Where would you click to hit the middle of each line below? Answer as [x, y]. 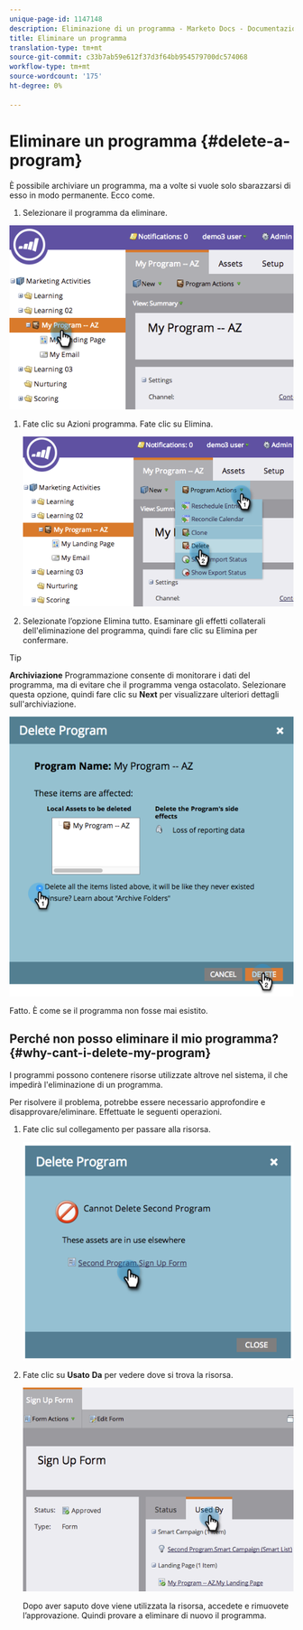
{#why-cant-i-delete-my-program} [110, 1053]
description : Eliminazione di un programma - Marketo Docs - [127, 28]
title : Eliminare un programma [68, 38]
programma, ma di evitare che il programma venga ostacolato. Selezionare [148, 684]
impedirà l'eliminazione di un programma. [86, 1084]
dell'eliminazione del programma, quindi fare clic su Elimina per [140, 630]
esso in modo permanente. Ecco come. [82, 195]
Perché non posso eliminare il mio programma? [144, 1039]
